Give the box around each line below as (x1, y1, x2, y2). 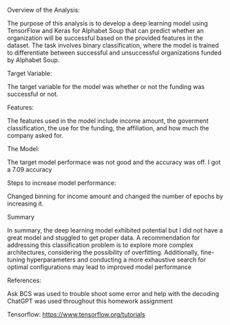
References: (7, 276, 41, 284)
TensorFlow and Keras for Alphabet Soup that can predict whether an (7, 27, 205, 35)
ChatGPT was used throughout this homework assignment (7, 297, 174, 305)
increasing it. (7, 199, 44, 208)
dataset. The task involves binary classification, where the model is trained (7, 41, 219, 49)
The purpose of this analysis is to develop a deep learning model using (7, 19, 209, 27)
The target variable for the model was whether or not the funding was (7, 83, 205, 90)
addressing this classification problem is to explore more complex (7, 241, 194, 249)
